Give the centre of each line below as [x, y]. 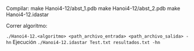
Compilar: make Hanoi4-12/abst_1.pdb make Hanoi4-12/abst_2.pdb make [93, 8]
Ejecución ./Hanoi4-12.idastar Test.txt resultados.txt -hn [86, 42]
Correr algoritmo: [27, 26]
